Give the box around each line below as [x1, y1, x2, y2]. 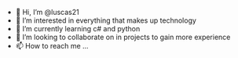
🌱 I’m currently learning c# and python [15, 24, 141, 33]
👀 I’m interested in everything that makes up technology [15, 16, 196, 25]
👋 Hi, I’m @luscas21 [15, 8, 80, 16]
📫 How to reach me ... [15, 42, 89, 50]
